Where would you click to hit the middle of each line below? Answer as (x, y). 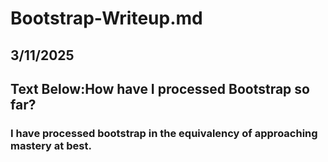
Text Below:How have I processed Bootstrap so (160, 88)
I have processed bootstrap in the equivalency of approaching (164, 133)
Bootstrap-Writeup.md (106, 18)
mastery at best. (51, 145)
